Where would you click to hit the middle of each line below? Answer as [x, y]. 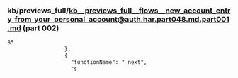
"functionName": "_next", [109, 62]
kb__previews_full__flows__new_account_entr [149, 11]
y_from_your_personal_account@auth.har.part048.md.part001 [118, 19]
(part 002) [41, 28]
